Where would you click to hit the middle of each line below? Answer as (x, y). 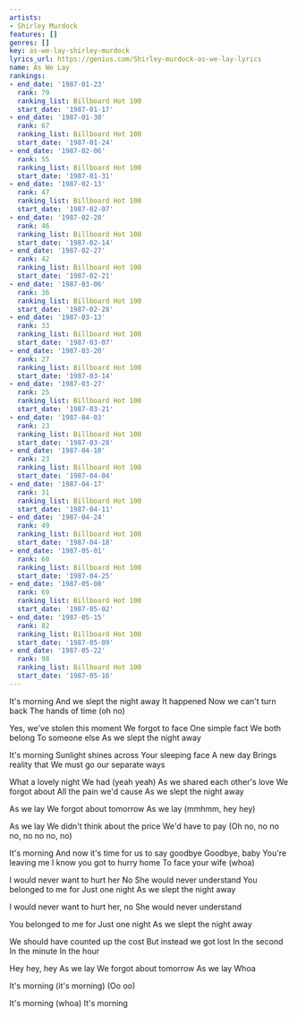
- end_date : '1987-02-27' (57, 251)
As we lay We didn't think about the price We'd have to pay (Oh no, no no (144, 826)
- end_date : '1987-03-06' (57, 284)
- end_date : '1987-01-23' (57, 84)
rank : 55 (34, 159)
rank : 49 (34, 526)
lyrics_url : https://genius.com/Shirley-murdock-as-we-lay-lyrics (136, 59)
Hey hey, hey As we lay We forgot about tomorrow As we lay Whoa (133, 968)
